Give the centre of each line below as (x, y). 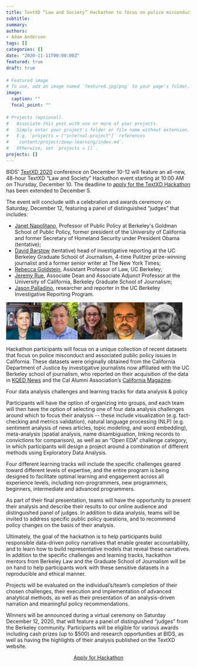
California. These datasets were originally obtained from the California (91, 361)
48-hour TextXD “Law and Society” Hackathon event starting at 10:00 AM (95, 178)
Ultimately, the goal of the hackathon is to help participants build (84, 536)
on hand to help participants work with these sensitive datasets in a (87, 567)
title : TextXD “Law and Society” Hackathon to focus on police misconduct (99, 12)
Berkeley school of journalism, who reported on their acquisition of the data (97, 374)
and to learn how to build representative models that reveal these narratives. (98, 549)
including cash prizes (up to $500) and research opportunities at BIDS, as (95, 634)
